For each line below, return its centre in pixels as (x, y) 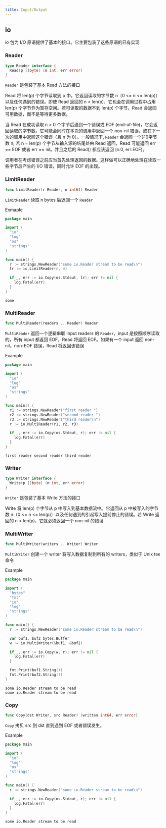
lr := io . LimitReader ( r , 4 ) (39, 269)
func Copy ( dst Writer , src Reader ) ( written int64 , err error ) (72, 716)
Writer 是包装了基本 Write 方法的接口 (43, 497)
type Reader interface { (31, 66)
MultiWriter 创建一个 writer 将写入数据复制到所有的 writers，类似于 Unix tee (83, 554)
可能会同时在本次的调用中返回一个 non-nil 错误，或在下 (100, 131)
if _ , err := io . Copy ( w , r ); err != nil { (54, 652)
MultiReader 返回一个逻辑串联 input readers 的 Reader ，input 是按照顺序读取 (83, 333)
